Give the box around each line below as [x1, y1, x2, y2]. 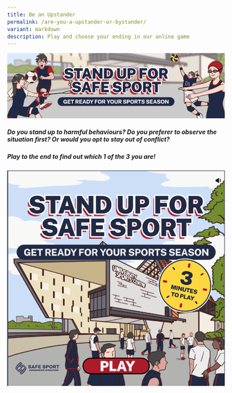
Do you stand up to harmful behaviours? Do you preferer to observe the [7, 128, 217, 136]
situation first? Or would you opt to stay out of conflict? [7, 135, 171, 144]
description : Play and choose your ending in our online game [7, 33, 190, 40]
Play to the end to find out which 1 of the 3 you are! [7, 153, 156, 161]
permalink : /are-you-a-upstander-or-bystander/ [7, 18, 147, 26]
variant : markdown [7, 26, 60, 32]
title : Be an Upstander [7, 11, 76, 18]
